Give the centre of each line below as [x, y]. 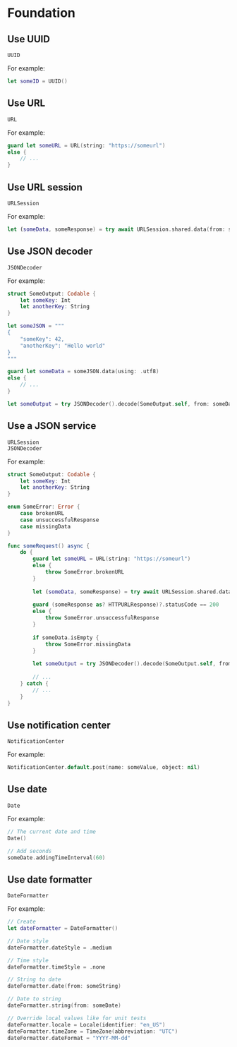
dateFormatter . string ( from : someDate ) [64, 1006]
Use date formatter [50, 879]
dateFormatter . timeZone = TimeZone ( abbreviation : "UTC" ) [93, 1031]
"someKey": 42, [42, 339]
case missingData [45, 526]
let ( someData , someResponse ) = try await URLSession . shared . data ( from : [116, 229]
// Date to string [34, 999]
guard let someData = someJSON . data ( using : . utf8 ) [83, 372]
